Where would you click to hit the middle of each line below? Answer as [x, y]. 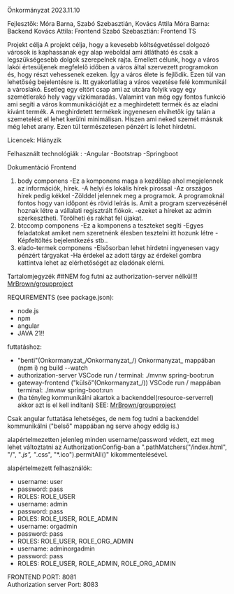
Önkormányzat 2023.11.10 [44, 10]
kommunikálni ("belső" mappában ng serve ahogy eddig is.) [94, 426]
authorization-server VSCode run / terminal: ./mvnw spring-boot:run [116, 375]
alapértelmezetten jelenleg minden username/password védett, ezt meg [111, 440]
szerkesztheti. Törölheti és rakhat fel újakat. [80, 218]
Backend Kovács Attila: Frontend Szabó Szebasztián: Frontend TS [102, 31]
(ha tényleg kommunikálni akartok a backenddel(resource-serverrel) [116, 398]
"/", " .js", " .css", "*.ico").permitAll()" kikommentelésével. [88, 454]
